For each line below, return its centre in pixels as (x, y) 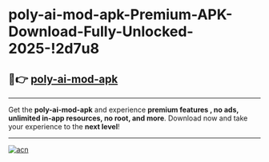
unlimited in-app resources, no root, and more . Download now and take (128, 118)
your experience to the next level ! (64, 126)
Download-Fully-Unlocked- (101, 32)
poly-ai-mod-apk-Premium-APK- (120, 15)
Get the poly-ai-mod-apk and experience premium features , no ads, (123, 110)
